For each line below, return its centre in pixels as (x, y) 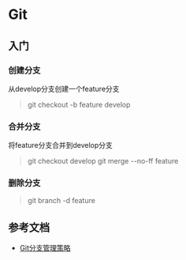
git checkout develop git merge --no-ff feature (103, 161)
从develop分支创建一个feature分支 (64, 89)
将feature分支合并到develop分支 (60, 145)
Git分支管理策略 (45, 248)
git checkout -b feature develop (79, 104)
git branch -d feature (61, 201)
